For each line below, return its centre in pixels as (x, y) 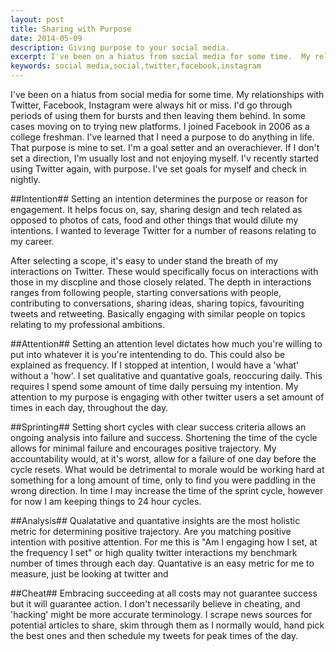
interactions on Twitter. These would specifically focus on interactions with (164, 271)
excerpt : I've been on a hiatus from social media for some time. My (160, 57)
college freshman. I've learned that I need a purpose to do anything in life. (162, 137)
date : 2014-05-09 (46, 38)
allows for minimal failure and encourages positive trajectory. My (143, 448)
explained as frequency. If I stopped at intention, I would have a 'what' (155, 365)
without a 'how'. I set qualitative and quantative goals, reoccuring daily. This (166, 375)
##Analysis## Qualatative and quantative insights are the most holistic (155, 520)
